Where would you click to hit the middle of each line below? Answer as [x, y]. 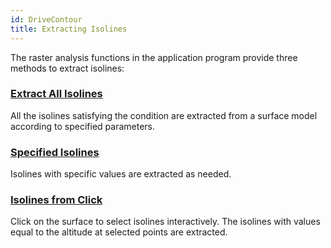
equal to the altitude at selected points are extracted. [119, 232]
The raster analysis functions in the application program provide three [154, 57]
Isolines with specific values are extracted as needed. [121, 174]
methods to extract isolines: [67, 68]
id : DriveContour [46, 19]
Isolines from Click [56, 200]
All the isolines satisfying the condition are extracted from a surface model [164, 115]
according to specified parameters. [83, 126]
